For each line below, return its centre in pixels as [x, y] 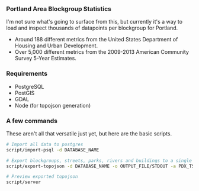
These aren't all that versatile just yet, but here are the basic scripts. [89, 133]
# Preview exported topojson [42, 177]
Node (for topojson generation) [53, 105]
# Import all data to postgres [45, 144]
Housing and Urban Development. [56, 46]
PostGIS [25, 93]
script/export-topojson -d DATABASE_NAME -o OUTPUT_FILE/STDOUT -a [91, 166]
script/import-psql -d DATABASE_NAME [53, 150]
